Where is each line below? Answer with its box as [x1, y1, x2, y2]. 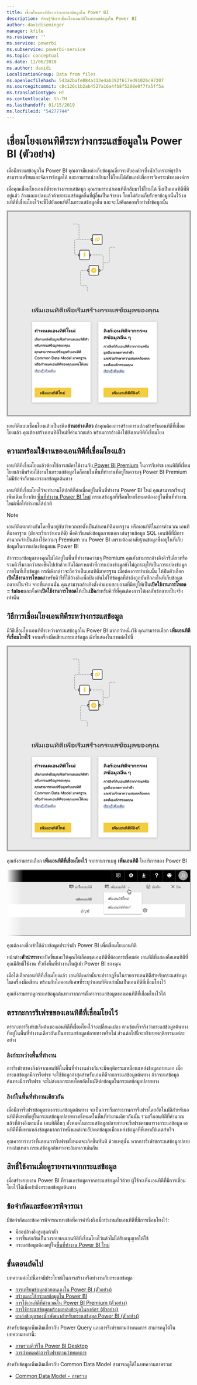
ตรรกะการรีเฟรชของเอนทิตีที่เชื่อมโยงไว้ [6, 1008, 118, 1018]
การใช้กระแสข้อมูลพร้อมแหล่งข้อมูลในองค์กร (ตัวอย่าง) [15, 1305, 119, 1312]
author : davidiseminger [6, 22, 65, 28]
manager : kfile [6, 28, 44, 34]
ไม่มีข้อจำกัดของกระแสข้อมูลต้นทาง [6, 475, 72, 482]
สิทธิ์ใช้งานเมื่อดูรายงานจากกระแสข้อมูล [6, 1161, 117, 1171]
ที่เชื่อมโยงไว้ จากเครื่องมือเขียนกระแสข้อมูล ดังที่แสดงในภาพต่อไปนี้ [6, 633, 134, 640]
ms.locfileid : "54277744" [6, 108, 70, 114]
